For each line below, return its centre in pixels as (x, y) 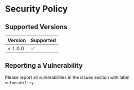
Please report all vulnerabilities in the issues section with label (67, 77)
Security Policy (37, 9)
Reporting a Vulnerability (44, 66)
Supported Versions (36, 27)
